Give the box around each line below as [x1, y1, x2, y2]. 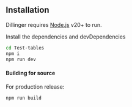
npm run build [5, 95, 42, 101]
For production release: [5, 83, 65, 90]
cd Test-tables [5, 45, 45, 51]
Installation [5, 5, 50, 15]
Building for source [5, 70, 56, 77]
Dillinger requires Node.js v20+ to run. [5, 21, 102, 28]
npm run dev [5, 56, 36, 62]
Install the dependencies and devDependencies [5, 33, 126, 40]
